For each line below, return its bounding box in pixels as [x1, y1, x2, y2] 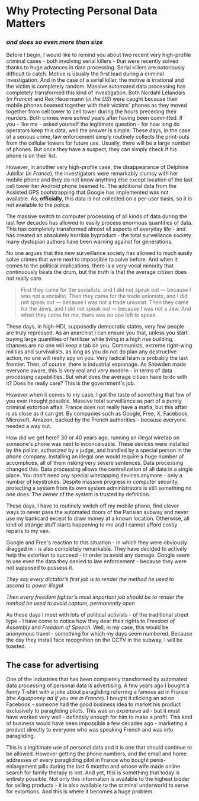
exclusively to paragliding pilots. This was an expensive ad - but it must [6, 707, 181, 714]
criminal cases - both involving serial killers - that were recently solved [6, 58, 179, 65]
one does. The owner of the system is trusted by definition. [6, 491, 150, 498]
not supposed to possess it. [6, 564, 74, 572]
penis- [150, 757, 166, 764]
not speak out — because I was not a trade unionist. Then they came [20, 299, 189, 306]
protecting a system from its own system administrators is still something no [6, 484, 192, 492]
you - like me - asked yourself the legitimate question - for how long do [6, 120, 180, 128]
